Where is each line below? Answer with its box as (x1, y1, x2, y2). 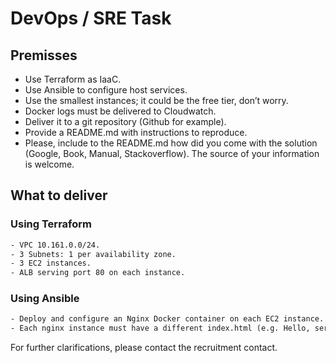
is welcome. (24, 158, 75, 170)
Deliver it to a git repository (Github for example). (24, 116, 227, 127)
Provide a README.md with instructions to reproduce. (24, 127, 248, 138)
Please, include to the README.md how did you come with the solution (24, 137, 318, 149)
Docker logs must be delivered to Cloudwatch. (24, 105, 217, 117)
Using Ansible (10, 292, 80, 306)
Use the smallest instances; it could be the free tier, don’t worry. (24, 95, 289, 106)
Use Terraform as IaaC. (24, 73, 122, 85)
